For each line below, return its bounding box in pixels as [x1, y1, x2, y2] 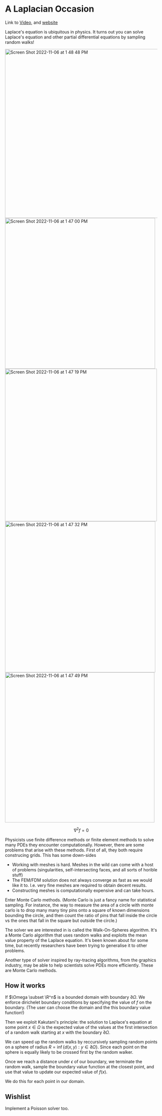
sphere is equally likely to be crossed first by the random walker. [5, 1049, 133, 1055]
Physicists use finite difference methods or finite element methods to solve [5, 836, 154, 842]
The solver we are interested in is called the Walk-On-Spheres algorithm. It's [5, 927, 157, 933]
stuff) [12, 872, 23, 878]
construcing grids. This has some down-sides [5, 852, 97, 858]
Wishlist [5, 1093, 30, 1101]
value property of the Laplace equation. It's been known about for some [5, 937, 148, 943]
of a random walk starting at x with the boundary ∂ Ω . [5, 1029, 110, 1035]
